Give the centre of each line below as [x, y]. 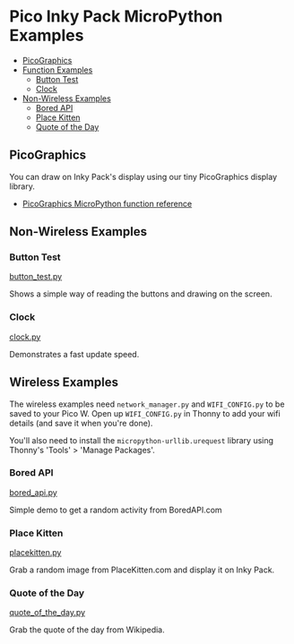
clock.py [25, 337]
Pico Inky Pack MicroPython [116, 17]
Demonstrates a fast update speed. [74, 354]
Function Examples [57, 70]
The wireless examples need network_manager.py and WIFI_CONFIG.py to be [147, 404]
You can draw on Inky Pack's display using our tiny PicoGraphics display [143, 176]
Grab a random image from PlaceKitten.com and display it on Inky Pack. [142, 570]
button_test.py [36, 277]
